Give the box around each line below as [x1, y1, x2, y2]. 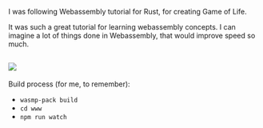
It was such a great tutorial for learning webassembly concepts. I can [8, 22, 236, 31]
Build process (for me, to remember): [8, 79, 130, 89]
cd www [19, 104, 42, 113]
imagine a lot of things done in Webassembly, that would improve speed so [8, 31, 256, 40]
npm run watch [19, 113, 67, 121]
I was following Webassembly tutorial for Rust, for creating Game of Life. [8, 7, 248, 16]
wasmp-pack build [19, 96, 78, 104]
